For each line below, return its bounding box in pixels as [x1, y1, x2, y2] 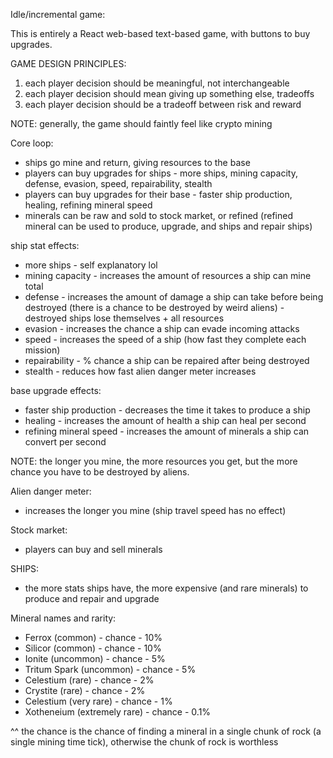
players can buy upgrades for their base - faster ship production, [24, 189, 293, 200]
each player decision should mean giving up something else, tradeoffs [24, 88, 315, 99]
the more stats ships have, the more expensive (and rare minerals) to [24, 582, 309, 594]
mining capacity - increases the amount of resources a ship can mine [24, 270, 312, 281]
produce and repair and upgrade [24, 593, 160, 604]
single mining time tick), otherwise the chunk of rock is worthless [10, 736, 279, 748]
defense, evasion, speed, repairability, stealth [24, 178, 213, 189]
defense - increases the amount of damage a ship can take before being [24, 291, 324, 303]
